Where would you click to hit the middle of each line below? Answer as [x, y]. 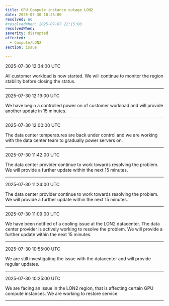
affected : [16, 38]
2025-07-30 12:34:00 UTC [33, 66]
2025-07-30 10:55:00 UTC [33, 249]
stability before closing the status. [40, 81]
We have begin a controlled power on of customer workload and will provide [84, 105]
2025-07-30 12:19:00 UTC [32, 96]
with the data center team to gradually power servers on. [64, 140]
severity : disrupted [27, 33]
